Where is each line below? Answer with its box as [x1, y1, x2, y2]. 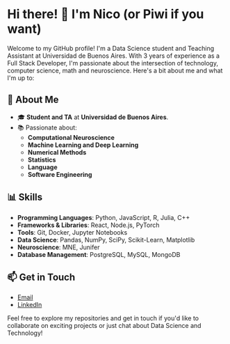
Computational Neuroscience [27, 133, 115, 141]
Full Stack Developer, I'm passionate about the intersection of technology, [7, 58, 219, 67]
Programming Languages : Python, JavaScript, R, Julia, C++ [17, 213, 190, 221]
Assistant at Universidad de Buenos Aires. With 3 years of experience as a [7, 52, 220, 60]
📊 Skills [7, 191, 43, 203]
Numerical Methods [27, 148, 87, 156]
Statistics [27, 155, 56, 164]
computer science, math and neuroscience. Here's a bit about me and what [7, 66, 223, 75]
